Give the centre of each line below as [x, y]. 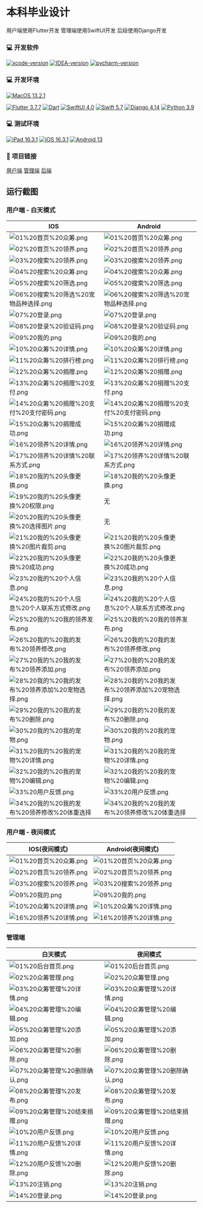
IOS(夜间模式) [48, 849]
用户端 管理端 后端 [29, 171]
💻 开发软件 [23, 47]
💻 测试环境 [23, 124]
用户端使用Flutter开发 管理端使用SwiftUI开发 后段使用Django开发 [87, 30]
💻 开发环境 [23, 80]
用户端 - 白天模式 [31, 210]
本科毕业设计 [38, 12]
